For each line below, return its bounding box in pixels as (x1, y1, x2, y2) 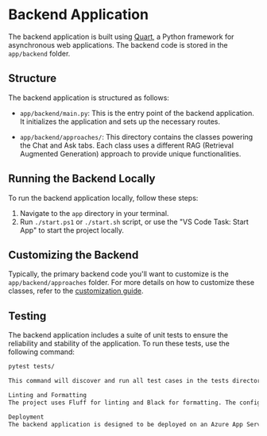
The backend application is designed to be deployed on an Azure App (8, 420, 244, 428)
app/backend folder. (8, 48, 71, 58)
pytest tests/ (8, 363, 56, 371)
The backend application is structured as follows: (8, 93, 169, 102)
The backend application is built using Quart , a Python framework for (8, 32, 234, 41)
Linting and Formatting (8, 391, 87, 399)
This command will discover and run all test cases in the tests (8, 377, 229, 385)
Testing (8, 309, 47, 322)
